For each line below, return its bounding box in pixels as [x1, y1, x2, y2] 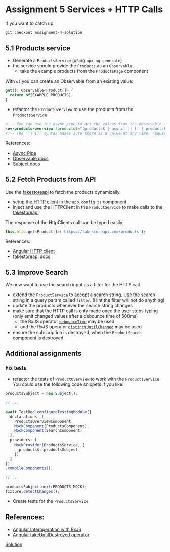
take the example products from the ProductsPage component [20, 68, 148, 74]
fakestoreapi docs [12, 253, 51, 260]
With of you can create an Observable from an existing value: [5, 78, 133, 84]
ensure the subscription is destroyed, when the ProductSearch [12, 329, 142, 335]
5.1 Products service [5, 44, 71, 53]
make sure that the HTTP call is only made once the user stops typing [12, 308, 158, 314]
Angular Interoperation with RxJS [12, 526, 82, 532]
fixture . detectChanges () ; [5, 489, 60, 494]
